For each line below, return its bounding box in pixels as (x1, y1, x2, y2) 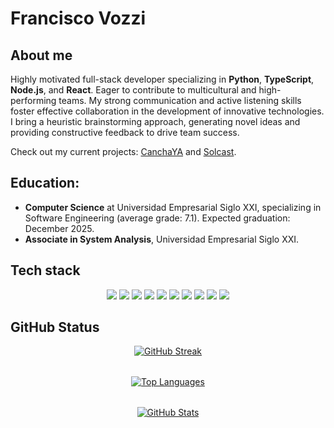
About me (10, 47, 73, 64)
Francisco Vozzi (10, 7, 147, 30)
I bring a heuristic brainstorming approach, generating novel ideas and (10, 116, 301, 127)
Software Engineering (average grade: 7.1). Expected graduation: (24, 212, 291, 224)
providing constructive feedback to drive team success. (10, 127, 240, 138)
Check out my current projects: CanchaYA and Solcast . (10, 146, 237, 157)
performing (10, 95, 57, 106)
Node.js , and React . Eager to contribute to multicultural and (10, 84, 257, 96)
